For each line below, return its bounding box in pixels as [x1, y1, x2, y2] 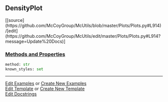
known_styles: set [5, 67, 43, 72]
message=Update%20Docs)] [5, 38, 66, 44]
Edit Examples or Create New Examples [5, 80, 86, 86]
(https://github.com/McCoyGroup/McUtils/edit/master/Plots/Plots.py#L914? [5, 33, 161, 39]
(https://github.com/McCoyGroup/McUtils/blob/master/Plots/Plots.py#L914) [5, 22, 161, 28]
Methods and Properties [5, 51, 65, 58]
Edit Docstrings [5, 91, 37, 97]
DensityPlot [5, 4, 42, 12]
